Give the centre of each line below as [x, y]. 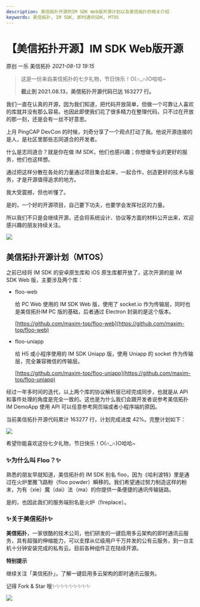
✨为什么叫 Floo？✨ [34, 460]
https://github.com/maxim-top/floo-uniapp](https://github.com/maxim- [104, 373]
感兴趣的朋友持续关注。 [35, 225]
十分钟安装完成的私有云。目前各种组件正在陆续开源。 [76, 548]
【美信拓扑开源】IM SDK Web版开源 [95, 49]
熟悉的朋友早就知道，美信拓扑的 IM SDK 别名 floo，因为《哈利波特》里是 [95, 474]
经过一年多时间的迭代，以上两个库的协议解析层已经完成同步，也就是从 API [97, 392]
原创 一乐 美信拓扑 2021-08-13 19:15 [50, 66]
